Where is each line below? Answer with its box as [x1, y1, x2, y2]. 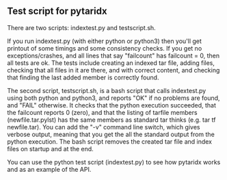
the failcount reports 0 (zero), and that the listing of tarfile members [7, 108, 198, 116]
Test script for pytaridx [7, 5, 107, 17]
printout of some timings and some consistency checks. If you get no [7, 44, 202, 52]
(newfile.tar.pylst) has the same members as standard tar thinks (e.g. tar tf [7, 116, 216, 124]
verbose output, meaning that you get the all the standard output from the [7, 130, 215, 138]
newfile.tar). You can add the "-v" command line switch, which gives [7, 123, 200, 131]
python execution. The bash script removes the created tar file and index [7, 137, 213, 146]
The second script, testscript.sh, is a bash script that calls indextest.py [7, 86, 206, 94]
